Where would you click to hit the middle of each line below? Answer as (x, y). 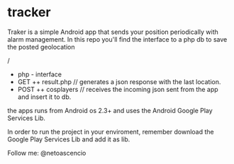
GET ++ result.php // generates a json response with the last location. (119, 81)
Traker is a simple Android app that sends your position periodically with (113, 32)
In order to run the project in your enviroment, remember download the (111, 131)
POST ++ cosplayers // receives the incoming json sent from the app (118, 89)
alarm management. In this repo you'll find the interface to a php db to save (117, 39)
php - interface (40, 74)
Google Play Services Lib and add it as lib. (69, 139)
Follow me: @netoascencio (47, 153)
